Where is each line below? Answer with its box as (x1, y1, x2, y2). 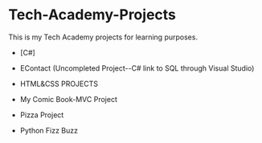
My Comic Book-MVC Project (19, 94, 118, 104)
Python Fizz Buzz (19, 125, 79, 135)
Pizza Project (19, 110, 64, 120)
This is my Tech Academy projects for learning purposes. (8, 32, 199, 42)
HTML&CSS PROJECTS (19, 79, 99, 88)
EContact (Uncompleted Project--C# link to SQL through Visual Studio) (19, 63, 255, 73)
